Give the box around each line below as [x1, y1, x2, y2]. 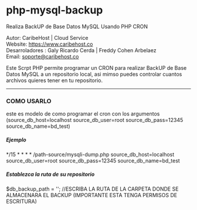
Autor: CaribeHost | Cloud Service [6, 34, 89, 41]
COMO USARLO [6, 97, 52, 105]
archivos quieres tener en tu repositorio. [6, 77, 103, 84]
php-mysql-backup [6, 4, 103, 17]
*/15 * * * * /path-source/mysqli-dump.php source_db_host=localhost [6, 151, 175, 158]
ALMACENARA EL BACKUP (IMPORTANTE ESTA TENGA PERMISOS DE [6, 192, 178, 199]
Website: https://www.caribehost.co [6, 40, 93, 48]
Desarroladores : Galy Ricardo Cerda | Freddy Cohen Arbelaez [6, 46, 157, 53]
